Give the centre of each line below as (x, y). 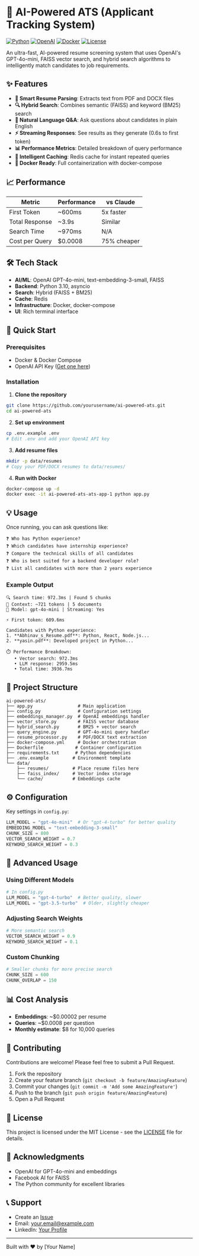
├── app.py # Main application (66, 706)
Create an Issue (34, 1217)
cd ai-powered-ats (29, 411)
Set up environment (40, 423)
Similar (111, 222)
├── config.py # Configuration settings (74, 711)
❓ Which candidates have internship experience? (67, 546)
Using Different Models (40, 879)
